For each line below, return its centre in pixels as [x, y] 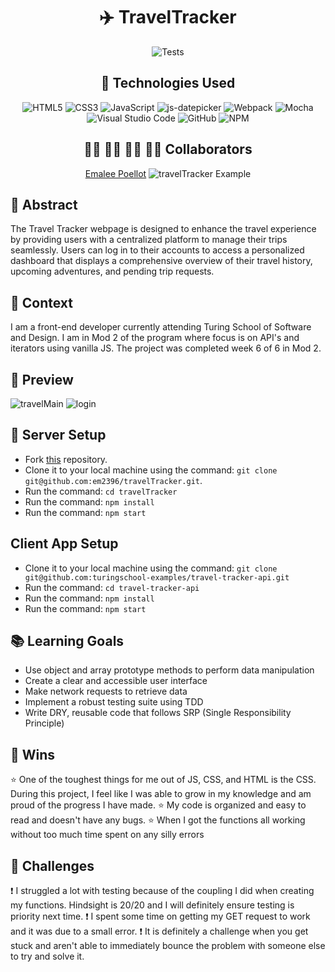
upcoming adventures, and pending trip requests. [112, 271]
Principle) [44, 723]
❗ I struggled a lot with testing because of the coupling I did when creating [162, 891]
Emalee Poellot [115, 173]
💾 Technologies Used [168, 83]
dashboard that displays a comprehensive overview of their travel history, [161, 261]
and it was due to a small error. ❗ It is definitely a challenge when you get [159, 931]
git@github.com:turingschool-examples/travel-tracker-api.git [157, 577]
